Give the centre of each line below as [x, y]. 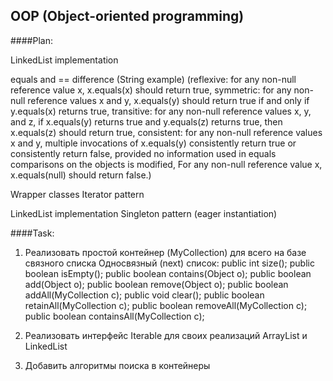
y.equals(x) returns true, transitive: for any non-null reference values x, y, [161, 111]
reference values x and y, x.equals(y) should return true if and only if [168, 100]
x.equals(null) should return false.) [81, 175]
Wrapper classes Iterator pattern [77, 194]
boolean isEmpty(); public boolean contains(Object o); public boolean [168, 273]
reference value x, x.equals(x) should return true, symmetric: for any [151, 90]
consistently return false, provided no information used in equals [143, 153]
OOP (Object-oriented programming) [127, 16]
